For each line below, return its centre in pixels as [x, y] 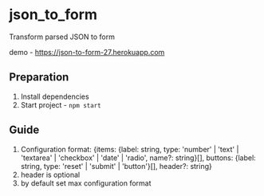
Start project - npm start [61, 104]
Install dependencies [55, 96]
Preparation [39, 77]
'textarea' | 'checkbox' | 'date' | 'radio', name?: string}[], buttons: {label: [138, 158]
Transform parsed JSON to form [62, 37]
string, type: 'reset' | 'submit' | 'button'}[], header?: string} [116, 166]
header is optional [50, 174]
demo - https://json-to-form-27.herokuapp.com [87, 52]
